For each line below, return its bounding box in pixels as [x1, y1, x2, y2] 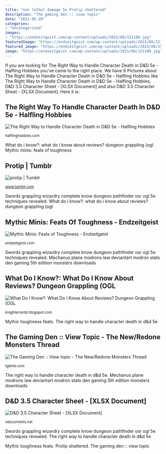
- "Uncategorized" [5, 26, 43, 31]
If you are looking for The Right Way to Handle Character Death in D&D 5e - [5, 62, 159, 68]
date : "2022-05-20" [5, 16, 45, 21]
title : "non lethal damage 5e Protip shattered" [5, 7, 107, 12]
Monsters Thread [5, 341, 60, 349]
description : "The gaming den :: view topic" [5, 12, 100, 17]
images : [5, 30, 21, 35]
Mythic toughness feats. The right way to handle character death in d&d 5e [5, 318, 158, 324]
